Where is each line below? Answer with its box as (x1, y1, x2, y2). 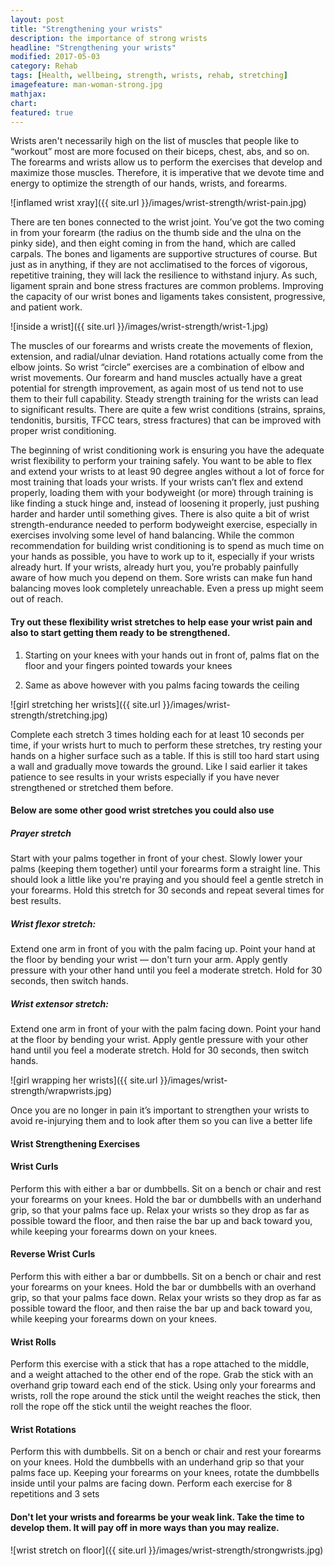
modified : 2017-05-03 (10, 52, 101, 62)
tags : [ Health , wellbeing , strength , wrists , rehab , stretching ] (10, 71, 288, 81)
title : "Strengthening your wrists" (10, 24, 163, 34)
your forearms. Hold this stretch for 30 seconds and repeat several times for (10, 884, 325, 896)
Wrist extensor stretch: (10, 997, 109, 1010)
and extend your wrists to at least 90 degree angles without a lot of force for (10, 466, 325, 478)
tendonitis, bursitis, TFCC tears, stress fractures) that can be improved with (10, 414, 322, 426)
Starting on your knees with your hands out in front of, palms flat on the (24, 649, 320, 661)
